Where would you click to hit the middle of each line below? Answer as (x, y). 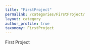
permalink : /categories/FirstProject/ (45, 14)
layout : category (23, 19)
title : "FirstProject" (28, 10)
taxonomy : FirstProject (30, 28)
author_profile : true (27, 24)
